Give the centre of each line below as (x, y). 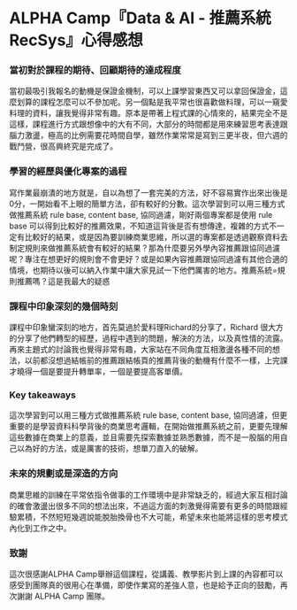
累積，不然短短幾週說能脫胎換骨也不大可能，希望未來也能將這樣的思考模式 (152, 517)
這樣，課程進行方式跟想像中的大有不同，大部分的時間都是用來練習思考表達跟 (148, 124)
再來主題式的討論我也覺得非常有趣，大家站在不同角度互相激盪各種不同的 (141, 350)
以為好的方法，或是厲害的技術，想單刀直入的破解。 (110, 449)
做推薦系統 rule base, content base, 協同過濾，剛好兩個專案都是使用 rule (141, 214)
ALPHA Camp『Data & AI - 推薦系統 (140, 18)
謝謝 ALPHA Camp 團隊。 (63, 596)
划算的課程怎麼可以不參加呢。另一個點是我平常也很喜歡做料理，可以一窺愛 (152, 102)
